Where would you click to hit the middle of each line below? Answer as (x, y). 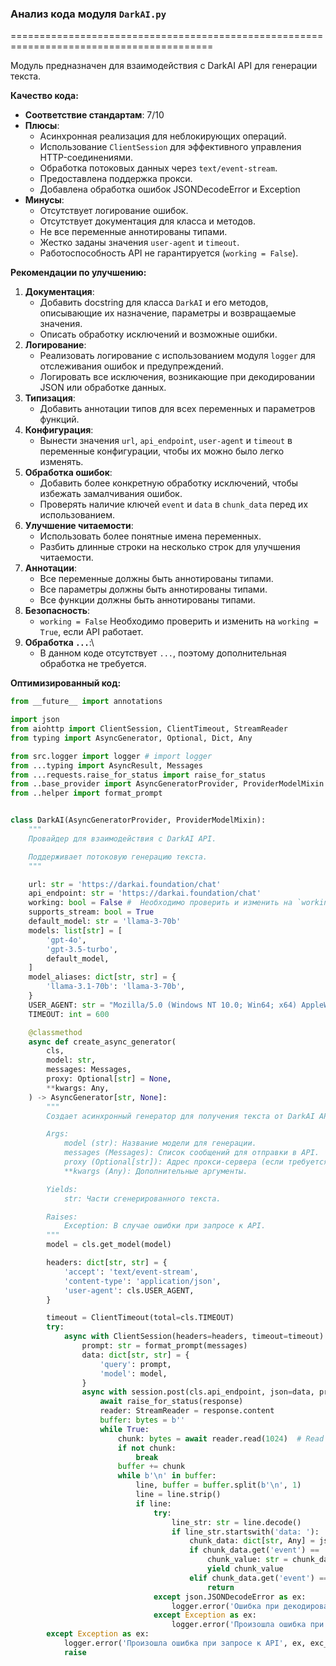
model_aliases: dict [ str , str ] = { (102, 977)
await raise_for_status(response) (171, 1402)
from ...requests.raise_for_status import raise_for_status (138, 775)
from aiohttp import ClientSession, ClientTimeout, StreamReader (149, 729)
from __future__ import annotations (86, 702)
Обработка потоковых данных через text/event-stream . (158, 168)
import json (35, 720)
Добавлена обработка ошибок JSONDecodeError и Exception (170, 189)
